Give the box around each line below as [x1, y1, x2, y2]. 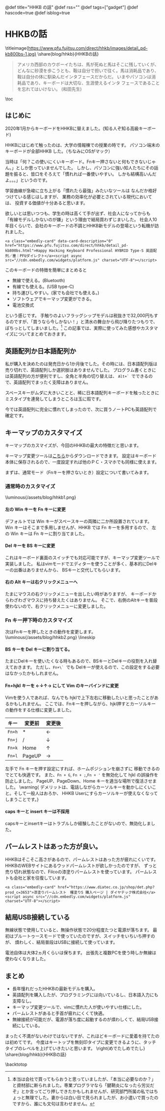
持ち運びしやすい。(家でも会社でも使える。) [12, 289, 100, 295]
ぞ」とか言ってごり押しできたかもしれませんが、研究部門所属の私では [12, 1088, 154, 1094]
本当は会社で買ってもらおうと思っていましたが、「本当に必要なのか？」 [12, 1076, 156, 1082]
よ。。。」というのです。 [5, 177, 50, 183]
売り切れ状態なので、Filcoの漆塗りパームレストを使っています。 [5, 868, 135, 875]
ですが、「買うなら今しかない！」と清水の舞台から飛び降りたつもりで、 [13, 318, 158, 324]
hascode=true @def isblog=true [5, 10, 70, 16]
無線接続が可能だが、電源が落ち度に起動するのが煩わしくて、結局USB [12, 1016, 154, 1022]
